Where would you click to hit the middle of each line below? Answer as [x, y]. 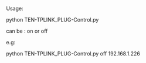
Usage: [15, 8]
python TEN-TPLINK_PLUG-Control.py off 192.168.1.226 [73, 54]
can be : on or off [27, 31]
